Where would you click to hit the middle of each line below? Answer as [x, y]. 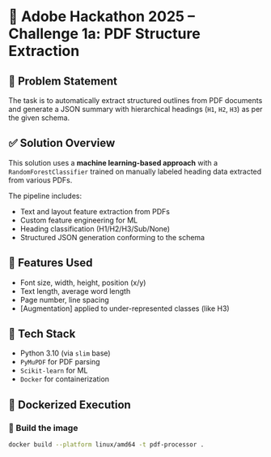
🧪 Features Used [51, 263]
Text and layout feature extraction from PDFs [95, 211]
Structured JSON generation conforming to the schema [112, 237]
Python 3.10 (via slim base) [65, 353]
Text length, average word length [75, 291]
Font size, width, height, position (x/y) [83, 282]
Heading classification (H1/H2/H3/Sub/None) [95, 228]
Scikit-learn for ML [54, 371]
